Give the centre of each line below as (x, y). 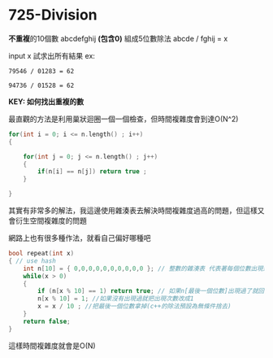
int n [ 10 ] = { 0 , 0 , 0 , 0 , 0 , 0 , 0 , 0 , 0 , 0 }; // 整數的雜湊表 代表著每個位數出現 (143, 268)
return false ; (47, 321)
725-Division (53, 15)
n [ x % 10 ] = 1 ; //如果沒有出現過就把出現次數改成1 (116, 299)
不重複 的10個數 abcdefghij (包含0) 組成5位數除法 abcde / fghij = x (118, 38)
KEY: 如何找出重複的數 (46, 101)
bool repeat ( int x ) (41, 254)
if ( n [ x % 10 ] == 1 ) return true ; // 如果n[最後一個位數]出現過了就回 (151, 291)
